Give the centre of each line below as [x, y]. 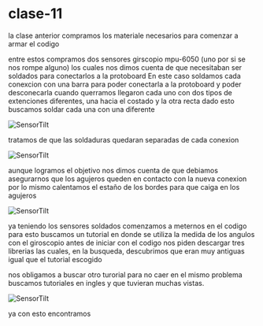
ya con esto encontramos [50, 313]
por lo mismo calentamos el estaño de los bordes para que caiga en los [124, 187]
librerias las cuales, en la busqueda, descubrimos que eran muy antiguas [127, 251]
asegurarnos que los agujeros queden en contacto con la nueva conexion [128, 179]
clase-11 [35, 14]
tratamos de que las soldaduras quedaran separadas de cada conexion [124, 139]
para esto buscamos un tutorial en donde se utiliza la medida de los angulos [131, 234]
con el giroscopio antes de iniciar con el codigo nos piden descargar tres [127, 243]
